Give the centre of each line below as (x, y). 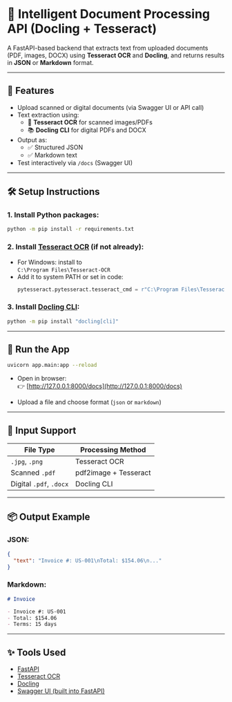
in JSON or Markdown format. (51, 62)
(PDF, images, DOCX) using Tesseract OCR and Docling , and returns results (116, 55)
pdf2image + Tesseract (113, 473)
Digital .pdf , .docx (40, 484)
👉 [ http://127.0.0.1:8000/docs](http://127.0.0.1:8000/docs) (100, 386)
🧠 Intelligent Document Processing (109, 14)
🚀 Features (31, 91)
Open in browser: (42, 379)
